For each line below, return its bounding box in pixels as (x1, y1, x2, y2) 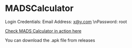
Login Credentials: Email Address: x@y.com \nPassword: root (5, 19, 127, 24)
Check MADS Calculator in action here (5, 28, 82, 34)
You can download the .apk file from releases (5, 37, 95, 43)
